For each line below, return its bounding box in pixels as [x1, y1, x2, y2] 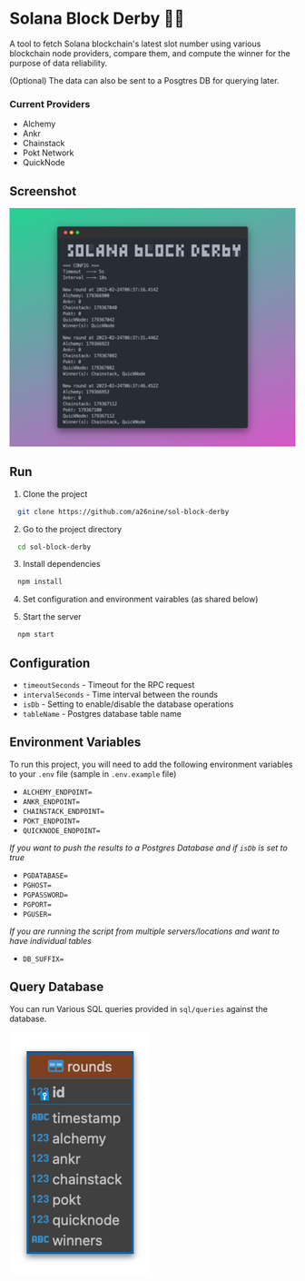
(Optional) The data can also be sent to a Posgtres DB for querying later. [9, 74, 280, 85]
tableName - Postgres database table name [22, 709, 182, 719]
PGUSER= [22, 909, 52, 919]
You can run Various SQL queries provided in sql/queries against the [9, 1003, 268, 1014]
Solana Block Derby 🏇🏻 [9, 8, 185, 29]
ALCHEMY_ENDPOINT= [22, 788, 93, 797]
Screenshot [9, 184, 77, 199]
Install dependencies [22, 559, 102, 570]
